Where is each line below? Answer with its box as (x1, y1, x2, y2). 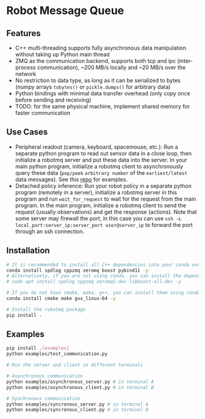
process (15, 64, 36, 71)
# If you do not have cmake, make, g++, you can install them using (6, 290, 184, 296)
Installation (6, 245, 50, 256)
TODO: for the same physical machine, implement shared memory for (15, 103, 190, 110)
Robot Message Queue (6, 4, 124, 18)
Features (6, 28, 41, 39)
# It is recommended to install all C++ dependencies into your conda (6, 261, 190, 268)
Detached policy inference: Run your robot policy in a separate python (15, 182, 192, 190)
